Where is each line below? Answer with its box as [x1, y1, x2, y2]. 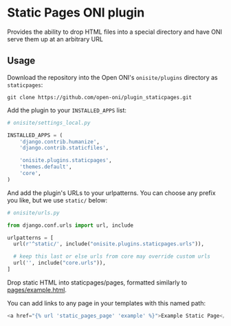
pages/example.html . [7, 285, 67, 294]
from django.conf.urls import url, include [7, 222, 134, 229]
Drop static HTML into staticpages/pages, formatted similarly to [7, 278, 188, 287]
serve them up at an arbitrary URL [7, 34, 103, 43]
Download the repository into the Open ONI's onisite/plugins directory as [7, 73, 218, 81]
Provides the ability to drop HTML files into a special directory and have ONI [7, 28, 222, 36]
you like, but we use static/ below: [7, 196, 108, 204]
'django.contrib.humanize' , [19, 138, 100, 145]
